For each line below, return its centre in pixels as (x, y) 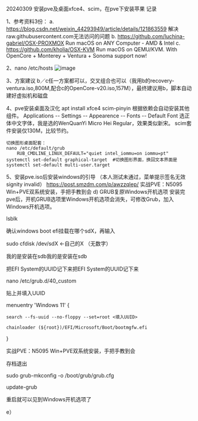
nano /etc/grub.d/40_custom (41, 281)
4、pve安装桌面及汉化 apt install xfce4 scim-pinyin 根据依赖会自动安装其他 (98, 108)
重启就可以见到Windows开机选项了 (49, 399)
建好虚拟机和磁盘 (27, 95)
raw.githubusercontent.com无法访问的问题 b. (61, 36)
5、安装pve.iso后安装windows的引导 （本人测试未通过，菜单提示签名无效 (96, 177)
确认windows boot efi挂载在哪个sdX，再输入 (61, 231)
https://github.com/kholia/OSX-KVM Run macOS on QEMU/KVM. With (92, 49)
